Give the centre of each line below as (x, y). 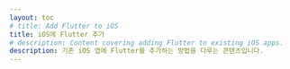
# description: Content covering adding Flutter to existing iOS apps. (146, 43)
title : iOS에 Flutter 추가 (57, 34)
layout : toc (32, 17)
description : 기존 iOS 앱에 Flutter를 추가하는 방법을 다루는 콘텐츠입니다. (136, 51)
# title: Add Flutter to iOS (64, 26)
